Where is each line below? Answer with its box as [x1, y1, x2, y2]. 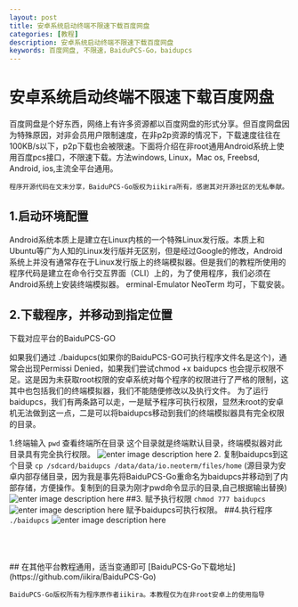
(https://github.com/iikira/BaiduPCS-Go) [9, 571, 157, 582]
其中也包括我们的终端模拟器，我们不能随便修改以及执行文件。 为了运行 [9, 385, 269, 396]
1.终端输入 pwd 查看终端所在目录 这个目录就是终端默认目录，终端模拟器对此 [9, 438, 283, 448]
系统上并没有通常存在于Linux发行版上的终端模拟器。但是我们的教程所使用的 [9, 256, 286, 267]
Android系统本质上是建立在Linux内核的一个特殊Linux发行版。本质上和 [9, 234, 265, 245]
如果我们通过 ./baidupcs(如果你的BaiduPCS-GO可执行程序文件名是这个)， [9, 351, 280, 362]
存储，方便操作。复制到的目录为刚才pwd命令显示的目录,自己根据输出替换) [16, 482, 287, 493]
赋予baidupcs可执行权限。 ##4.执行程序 [125, 504, 273, 515]
